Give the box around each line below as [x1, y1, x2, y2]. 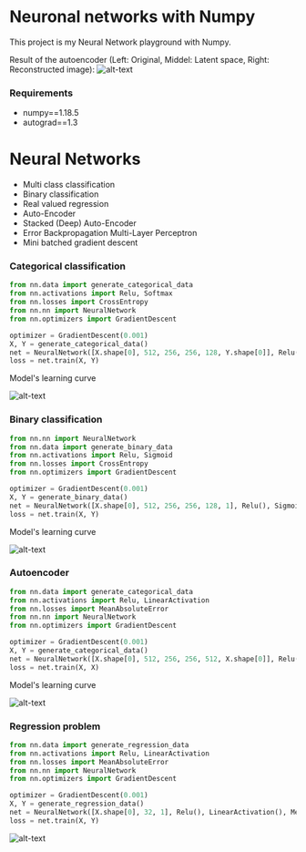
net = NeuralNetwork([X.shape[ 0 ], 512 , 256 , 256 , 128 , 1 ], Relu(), [9, 501, 271, 510]
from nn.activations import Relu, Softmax [9, 289, 173, 298]
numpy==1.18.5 [22, 108, 79, 118]
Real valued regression [22, 199, 109, 210]
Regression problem [9, 720, 101, 733]
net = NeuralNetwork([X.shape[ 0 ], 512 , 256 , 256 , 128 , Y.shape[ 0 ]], [9, 348, 275, 357]
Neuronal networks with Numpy [9, 6, 256, 27]
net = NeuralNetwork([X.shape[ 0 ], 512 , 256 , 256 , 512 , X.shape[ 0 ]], [9, 654, 275, 663]
